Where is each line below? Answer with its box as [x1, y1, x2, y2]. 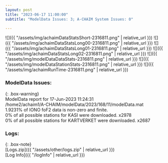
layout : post [5, 7, 33, 13]
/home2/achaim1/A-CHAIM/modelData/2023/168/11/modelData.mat [5, 101, 144, 107]
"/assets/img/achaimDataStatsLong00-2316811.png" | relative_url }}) [12, 40, 153, 46]
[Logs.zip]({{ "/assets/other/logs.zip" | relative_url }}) [5, 146, 115, 152]
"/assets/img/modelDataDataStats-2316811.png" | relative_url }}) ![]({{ [5, 56, 149, 62]
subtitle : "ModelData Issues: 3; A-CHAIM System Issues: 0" [5, 17, 134, 22]
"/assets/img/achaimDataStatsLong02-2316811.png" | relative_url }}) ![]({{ [5, 51, 157, 57]
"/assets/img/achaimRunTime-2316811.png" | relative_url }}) [5, 67, 129, 73]
